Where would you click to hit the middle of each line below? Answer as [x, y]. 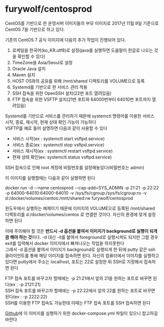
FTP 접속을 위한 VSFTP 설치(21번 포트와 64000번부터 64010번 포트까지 [81, 99]
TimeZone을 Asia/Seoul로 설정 [42, 62]
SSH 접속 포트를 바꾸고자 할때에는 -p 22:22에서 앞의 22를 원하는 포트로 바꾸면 [80, 290]
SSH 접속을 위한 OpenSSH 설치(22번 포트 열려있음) [62, 93]
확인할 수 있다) [31, 56]
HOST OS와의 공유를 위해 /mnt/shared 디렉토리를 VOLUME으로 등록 [78, 81]
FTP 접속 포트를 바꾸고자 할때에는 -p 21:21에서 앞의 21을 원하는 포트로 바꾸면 [79, 278]
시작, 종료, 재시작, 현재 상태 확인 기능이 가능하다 [51, 122]
